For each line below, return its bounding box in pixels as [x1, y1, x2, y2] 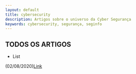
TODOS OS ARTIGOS [5, 40, 71, 48]
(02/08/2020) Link [5, 63, 43, 69]
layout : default [5, 7, 39, 13]
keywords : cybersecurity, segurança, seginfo [5, 21, 102, 27]
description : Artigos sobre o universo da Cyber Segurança [5, 17, 131, 22]
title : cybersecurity [5, 12, 51, 17]
